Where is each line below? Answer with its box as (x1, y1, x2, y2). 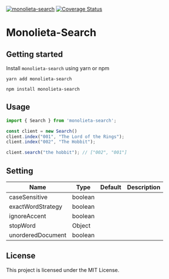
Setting (6, 166, 33, 175)
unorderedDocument (9, 231, 67, 239)
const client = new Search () (6, 128, 77, 134)
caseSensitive (9, 193, 48, 201)
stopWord (9, 222, 36, 229)
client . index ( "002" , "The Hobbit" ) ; (6, 139, 96, 145)
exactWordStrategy (9, 202, 63, 211)
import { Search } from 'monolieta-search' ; (6, 118, 117, 123)
